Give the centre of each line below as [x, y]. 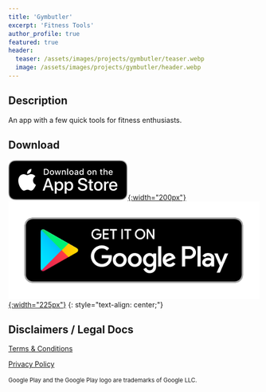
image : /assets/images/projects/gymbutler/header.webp [108, 68]
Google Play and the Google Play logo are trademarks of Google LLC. [103, 380]
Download [34, 145]
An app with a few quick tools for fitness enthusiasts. [95, 120]
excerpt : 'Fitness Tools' [51, 25]
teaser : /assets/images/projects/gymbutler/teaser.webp [110, 59]
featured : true [33, 42]
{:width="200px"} [157, 197]
